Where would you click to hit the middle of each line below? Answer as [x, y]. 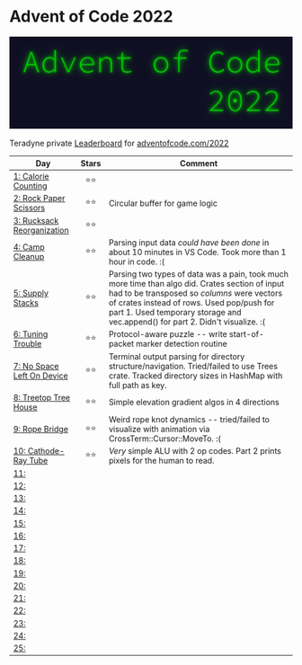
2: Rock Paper [39, 199]
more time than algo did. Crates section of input [196, 284]
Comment [199, 163]
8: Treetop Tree [41, 397]
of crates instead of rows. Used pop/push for [191, 303]
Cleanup [29, 257]
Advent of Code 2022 [91, 17]
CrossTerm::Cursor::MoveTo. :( [165, 439]
